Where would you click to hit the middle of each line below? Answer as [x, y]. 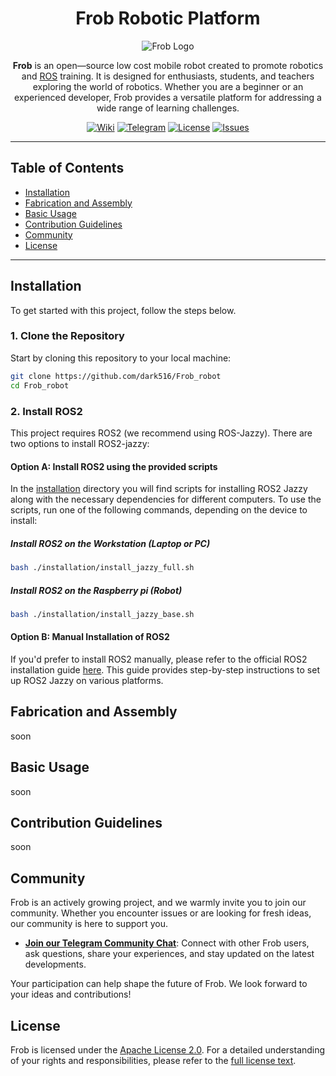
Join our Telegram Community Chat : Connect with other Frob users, [167, 943]
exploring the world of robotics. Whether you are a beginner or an [168, 86]
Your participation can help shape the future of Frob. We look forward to [159, 984]
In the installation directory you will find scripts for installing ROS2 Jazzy [159, 489]
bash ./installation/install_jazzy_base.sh [102, 614]
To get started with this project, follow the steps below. [123, 310]
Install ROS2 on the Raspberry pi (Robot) [96, 590]
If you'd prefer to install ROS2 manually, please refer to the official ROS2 [159, 659]
